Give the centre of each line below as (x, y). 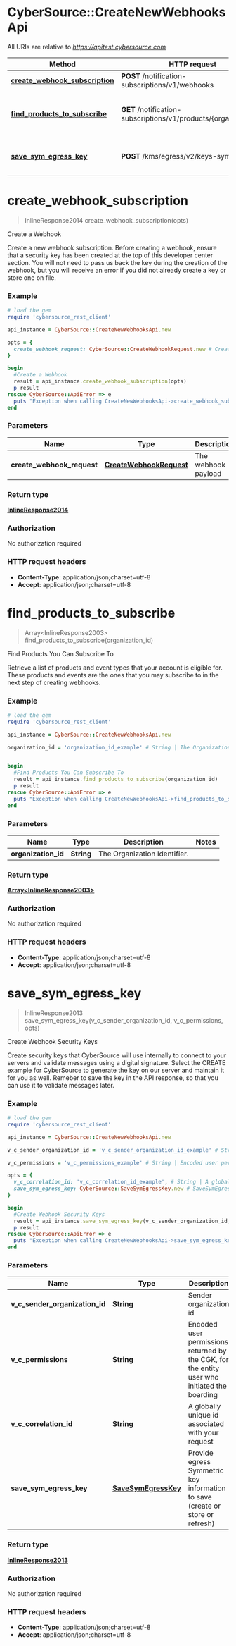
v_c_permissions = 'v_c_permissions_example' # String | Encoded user (113, 1163)
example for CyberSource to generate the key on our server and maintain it (116, 1070)
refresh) (201, 1523)
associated (206, 1424)
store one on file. (32, 277)
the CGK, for (209, 1360)
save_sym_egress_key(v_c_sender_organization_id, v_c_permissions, (124, 1020)
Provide (201, 1453)
